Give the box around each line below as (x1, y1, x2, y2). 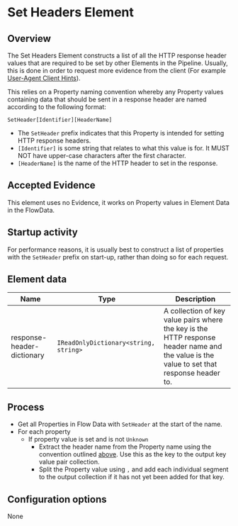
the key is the (163, 324, 208, 334)
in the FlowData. (7, 206, 55, 214)
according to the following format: (7, 103, 106, 111)
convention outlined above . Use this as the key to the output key (38, 450, 227, 459)
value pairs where (163, 315, 223, 325)
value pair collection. (38, 458, 100, 466)
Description (175, 294, 216, 304)
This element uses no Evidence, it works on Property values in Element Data (7, 198, 230, 206)
